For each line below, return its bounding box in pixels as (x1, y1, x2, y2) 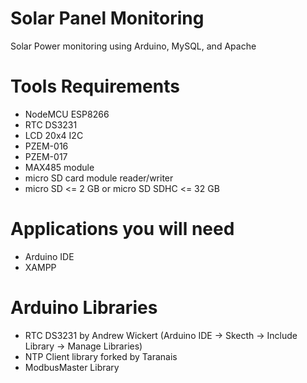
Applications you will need (10, 218, 235, 241)
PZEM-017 (24, 150, 68, 162)
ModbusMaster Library (24, 361, 120, 373)
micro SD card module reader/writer (24, 172, 174, 184)
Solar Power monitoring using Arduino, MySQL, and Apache (10, 40, 257, 52)
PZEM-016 (24, 140, 69, 152)
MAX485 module (24, 161, 95, 173)
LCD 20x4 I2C (24, 129, 84, 141)
